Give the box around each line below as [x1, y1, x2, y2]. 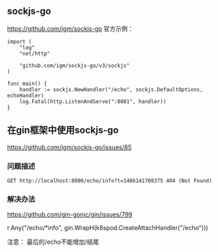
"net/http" [19, 50, 51, 57]
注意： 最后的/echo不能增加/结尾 [7, 238, 99, 246]
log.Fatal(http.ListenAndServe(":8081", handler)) [19, 98, 167, 105]
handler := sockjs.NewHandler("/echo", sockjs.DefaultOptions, [19, 86, 204, 93]
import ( [7, 38, 32, 45]
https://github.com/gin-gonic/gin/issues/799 [7, 210, 133, 218]
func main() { [7, 80, 48, 87]
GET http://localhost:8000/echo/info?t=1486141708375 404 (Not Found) [7, 177, 213, 184]
